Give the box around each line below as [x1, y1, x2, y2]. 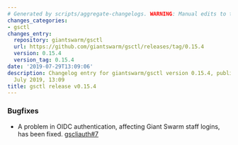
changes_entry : [7, 30, 52, 37]
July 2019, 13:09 [13, 76, 65, 83]
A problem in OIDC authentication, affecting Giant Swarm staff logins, [17, 122, 220, 131]
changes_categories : [7, 17, 69, 24]
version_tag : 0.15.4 [13, 57, 74, 64]
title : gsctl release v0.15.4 [7, 83, 97, 90]
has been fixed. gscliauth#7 [17, 129, 99, 138]
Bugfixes [7, 106, 39, 116]
